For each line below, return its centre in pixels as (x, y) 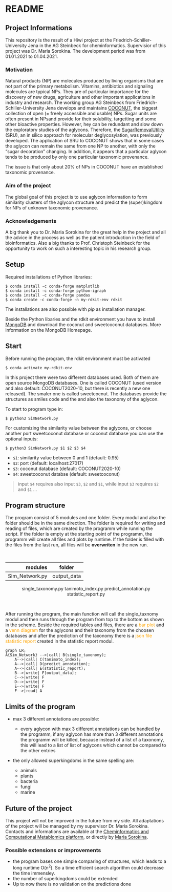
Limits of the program (40, 706)
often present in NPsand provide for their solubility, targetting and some (81, 119)
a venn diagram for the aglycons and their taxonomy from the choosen (80, 630)
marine (28, 792)
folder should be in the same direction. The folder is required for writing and (85, 523)
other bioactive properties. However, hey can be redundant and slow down (84, 124)
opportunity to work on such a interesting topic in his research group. (79, 248)
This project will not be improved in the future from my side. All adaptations (85, 820)
